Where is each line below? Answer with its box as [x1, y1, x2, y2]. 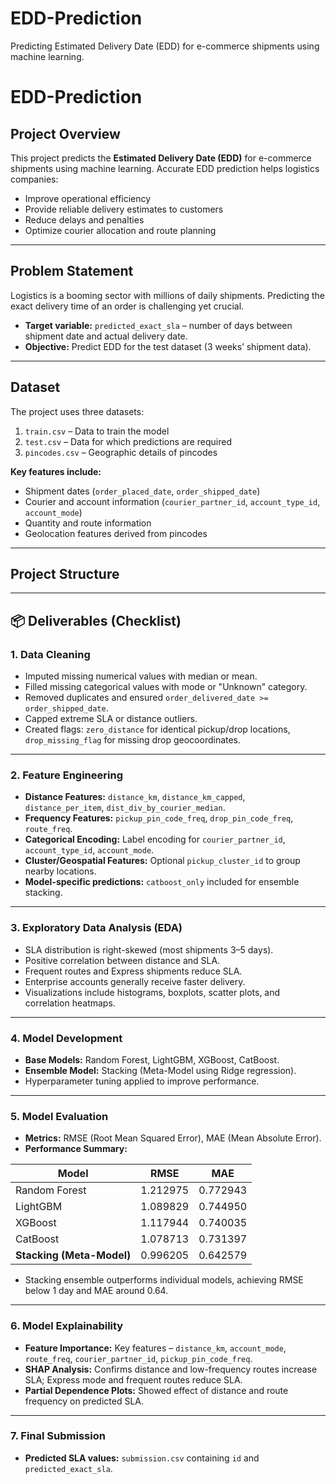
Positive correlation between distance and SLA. [24, 954, 221, 966]
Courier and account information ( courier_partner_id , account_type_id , [24, 495, 321, 507]
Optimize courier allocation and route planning [24, 224, 217, 236]
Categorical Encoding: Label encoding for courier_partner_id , [24, 833, 286, 846]
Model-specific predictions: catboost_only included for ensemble [24, 876, 300, 888]
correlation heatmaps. [24, 997, 116, 1009]
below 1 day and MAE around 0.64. [24, 1285, 169, 1297]
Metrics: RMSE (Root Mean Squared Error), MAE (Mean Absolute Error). [24, 1132, 322, 1144]
